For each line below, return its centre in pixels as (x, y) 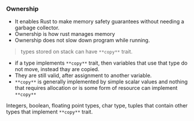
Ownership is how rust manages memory (65, 34)
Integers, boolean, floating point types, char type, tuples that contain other (97, 106)
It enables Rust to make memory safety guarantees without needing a (99, 22)
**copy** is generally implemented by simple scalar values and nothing (101, 82)
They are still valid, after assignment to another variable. (83, 76)
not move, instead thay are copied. (57, 69)
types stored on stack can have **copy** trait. (77, 52)
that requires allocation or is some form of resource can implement (96, 88)
